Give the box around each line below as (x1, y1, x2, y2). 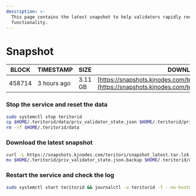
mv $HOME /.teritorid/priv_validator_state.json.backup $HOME (6, 157, 158, 163)
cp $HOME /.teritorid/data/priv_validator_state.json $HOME (6, 119, 153, 125)
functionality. (11, 19, 48, 25)
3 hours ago (37, 80, 71, 88)
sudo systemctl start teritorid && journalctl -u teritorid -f (6, 184, 163, 190)
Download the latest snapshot (6, 139, 93, 147)
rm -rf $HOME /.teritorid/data (6, 125, 80, 130)
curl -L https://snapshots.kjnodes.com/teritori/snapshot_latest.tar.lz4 (6, 152, 190, 158)
